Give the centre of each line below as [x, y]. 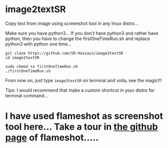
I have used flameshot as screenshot [84, 116]
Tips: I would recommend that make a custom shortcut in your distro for [80, 90]
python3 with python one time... [38, 44]
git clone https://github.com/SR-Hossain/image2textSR [64, 53]
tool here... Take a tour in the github [82, 127]
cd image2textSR [22, 58]
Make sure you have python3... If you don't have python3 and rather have [82, 33]
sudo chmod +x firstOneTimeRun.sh [42, 66]
